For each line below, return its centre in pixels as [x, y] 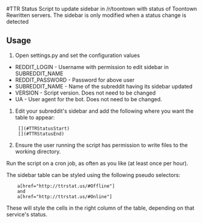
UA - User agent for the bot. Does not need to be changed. [88, 99]
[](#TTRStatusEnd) [41, 134]
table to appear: [35, 117]
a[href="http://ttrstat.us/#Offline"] [66, 186]
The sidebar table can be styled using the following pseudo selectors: [93, 175]
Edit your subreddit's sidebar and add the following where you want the [104, 111]
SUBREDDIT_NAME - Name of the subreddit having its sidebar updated [104, 86]
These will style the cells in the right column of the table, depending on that [101, 208]
